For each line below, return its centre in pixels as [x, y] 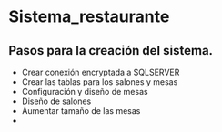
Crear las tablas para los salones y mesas [100, 82]
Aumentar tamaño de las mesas [81, 111]
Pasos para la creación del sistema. [111, 51]
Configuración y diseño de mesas [85, 91]
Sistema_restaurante [89, 17]
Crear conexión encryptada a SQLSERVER [101, 72]
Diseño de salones [56, 101]
